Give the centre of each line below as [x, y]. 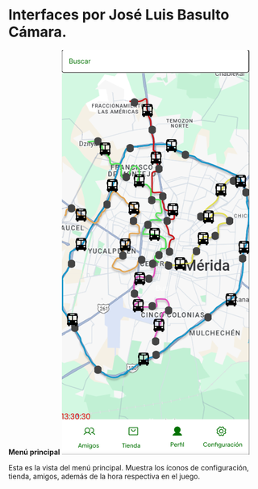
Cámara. [37, 32]
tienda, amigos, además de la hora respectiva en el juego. [104, 476]
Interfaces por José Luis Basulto [119, 15]
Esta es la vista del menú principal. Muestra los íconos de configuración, [129, 467]
